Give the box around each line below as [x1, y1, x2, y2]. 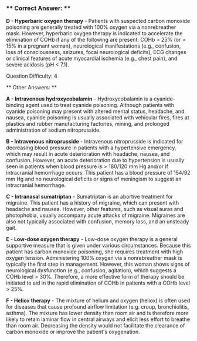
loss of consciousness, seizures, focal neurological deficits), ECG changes [6, 49, 186, 56]
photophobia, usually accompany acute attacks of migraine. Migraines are [6, 212, 185, 219]
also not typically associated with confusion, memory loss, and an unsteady [6, 218, 189, 225]
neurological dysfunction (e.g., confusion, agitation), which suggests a [6, 267, 177, 274]
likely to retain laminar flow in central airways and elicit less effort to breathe [6, 316, 191, 323]
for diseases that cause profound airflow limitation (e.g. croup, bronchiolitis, [6, 303, 189, 310]
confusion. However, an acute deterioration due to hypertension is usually [6, 157, 185, 164]
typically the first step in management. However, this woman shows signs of [6, 260, 190, 268]
